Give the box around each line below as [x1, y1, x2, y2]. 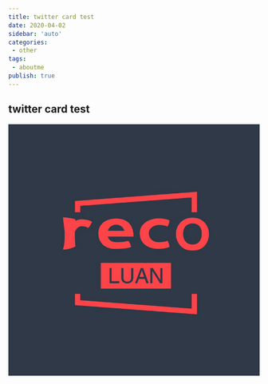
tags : [8, 55, 26, 63]
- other [11, 46, 37, 55]
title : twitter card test [8, 13, 94, 21]
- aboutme [11, 64, 45, 72]
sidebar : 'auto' [8, 30, 62, 38]
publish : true [8, 72, 56, 80]
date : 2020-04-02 [8, 21, 66, 30]
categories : [8, 38, 48, 46]
